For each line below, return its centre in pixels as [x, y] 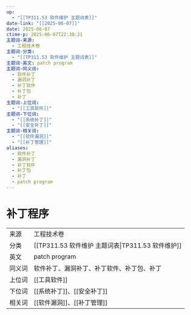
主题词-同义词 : [23, 69]
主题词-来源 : [20, 40]
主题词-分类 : [20, 52]
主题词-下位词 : [23, 114]
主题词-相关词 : [23, 131]
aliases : [17, 148]
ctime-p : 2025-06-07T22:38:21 [45, 35]
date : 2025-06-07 [28, 29]
